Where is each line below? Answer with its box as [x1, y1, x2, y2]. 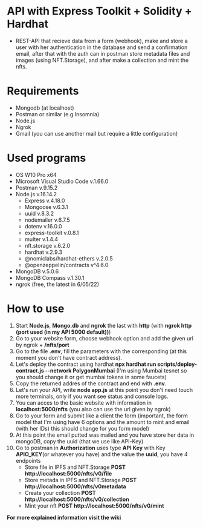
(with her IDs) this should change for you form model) [15, 425, 150, 432]
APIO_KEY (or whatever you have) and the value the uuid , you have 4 [15, 450, 188, 458]
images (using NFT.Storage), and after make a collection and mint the [15, 56, 189, 64]
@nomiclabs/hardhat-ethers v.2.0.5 [24, 254, 114, 262]
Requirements [7, 84, 79, 98]
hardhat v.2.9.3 [24, 248, 63, 256]
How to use [7, 302, 65, 316]
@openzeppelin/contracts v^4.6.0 [24, 261, 109, 268]
